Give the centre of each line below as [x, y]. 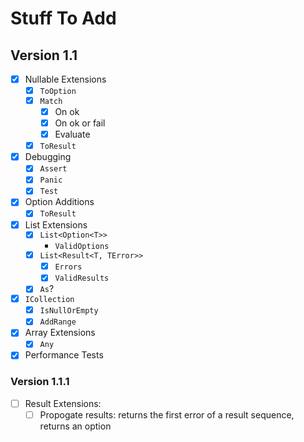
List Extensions [56, 224]
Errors [68, 267]
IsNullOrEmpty [69, 311]
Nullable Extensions [65, 79]
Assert [53, 169]
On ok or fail [80, 123]
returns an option [75, 426]
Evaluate [72, 134]
